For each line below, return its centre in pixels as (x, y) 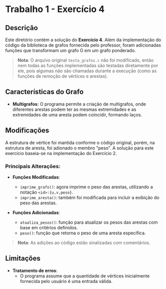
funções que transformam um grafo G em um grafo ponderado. (71, 50)
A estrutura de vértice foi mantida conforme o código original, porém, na (80, 142)
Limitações (23, 259)
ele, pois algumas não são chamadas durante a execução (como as (87, 71)
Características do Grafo (44, 92)
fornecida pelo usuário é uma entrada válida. (66, 281)
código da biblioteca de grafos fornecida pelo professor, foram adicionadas (83, 45)
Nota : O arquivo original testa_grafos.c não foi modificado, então (86, 60)
